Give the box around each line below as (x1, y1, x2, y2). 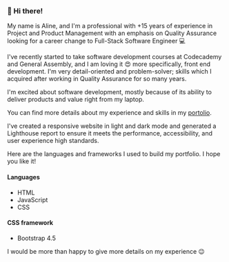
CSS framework (7, 219, 54, 227)
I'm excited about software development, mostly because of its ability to (7, 88, 212, 96)
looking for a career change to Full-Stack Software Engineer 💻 (7, 37, 186, 45)
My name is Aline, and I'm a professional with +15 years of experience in (7, 22, 213, 30)
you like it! (7, 157, 37, 166)
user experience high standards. (7, 137, 99, 145)
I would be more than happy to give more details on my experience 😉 (7, 247, 205, 255)
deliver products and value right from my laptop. (7, 96, 145, 104)
